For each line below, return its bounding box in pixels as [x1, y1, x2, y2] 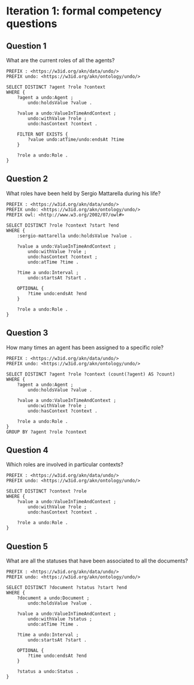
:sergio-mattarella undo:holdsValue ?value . [17, 233, 133, 239]
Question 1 [6, 41, 47, 51]
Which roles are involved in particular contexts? [6, 461, 124, 468]
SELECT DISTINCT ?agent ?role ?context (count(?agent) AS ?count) [6, 371, 175, 377]
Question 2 [6, 174, 48, 184]
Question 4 [6, 445, 49, 455]
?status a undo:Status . [17, 669, 79, 675]
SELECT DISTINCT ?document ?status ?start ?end [6, 585, 128, 591]
